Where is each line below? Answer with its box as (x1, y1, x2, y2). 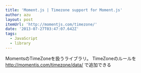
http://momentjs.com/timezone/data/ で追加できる (5, 62, 111, 68)
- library (10, 41, 31, 46)
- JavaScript (10, 36, 38, 41)
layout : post (5, 17, 33, 22)
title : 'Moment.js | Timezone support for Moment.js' (5, 7, 123, 13)
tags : (5, 31, 17, 36)
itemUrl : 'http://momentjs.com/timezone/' (5, 21, 97, 27)
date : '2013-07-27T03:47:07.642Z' (5, 27, 79, 32)
